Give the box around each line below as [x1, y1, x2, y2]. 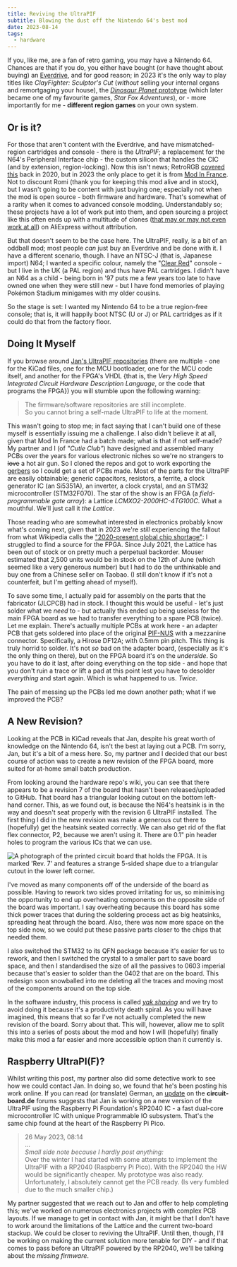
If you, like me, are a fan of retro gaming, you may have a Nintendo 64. [7, 56, 212, 64]
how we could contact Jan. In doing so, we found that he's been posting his [7, 1081, 228, 1091]
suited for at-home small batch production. [7, 764, 132, 773]
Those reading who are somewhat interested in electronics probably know [7, 517, 224, 526]
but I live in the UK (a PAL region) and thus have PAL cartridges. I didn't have [7, 266, 230, 275]
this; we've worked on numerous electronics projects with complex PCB [7, 1206, 217, 1215]
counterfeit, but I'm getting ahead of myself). [7, 577, 138, 586]
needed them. [7, 932, 48, 941]
